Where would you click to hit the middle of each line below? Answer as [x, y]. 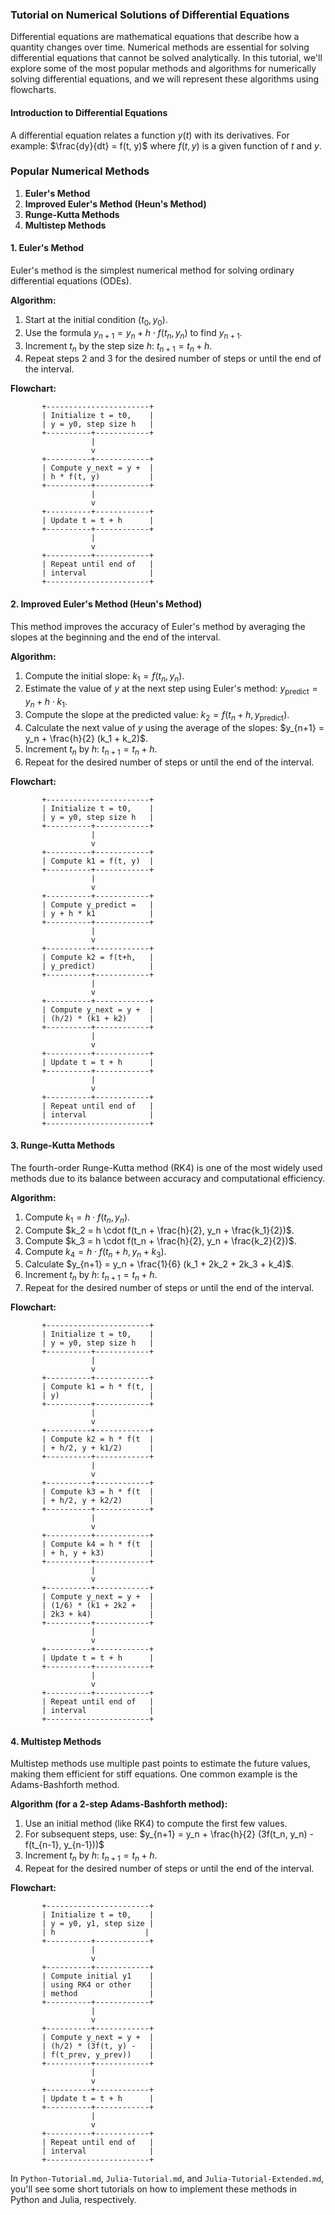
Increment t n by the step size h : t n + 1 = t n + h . [118, 346]
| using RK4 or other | [98, 1985]
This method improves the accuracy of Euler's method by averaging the [158, 626]
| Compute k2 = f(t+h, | [98, 957]
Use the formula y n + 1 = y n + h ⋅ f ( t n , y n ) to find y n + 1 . [133, 333]
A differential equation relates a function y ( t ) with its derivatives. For [150, 135]
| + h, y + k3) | [98, 1553]
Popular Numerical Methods [80, 171]
